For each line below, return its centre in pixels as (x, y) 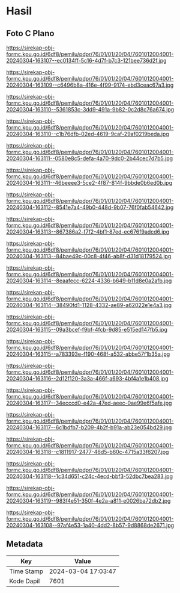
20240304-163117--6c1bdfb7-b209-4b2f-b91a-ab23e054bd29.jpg (89, 427)
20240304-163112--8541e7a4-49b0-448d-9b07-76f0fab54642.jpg (90, 207)
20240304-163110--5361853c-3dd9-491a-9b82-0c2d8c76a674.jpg (90, 109)
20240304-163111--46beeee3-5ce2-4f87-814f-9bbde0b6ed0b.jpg (89, 183)
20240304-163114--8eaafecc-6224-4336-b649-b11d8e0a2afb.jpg (89, 281)
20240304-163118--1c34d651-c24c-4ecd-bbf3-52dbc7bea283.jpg (89, 476)
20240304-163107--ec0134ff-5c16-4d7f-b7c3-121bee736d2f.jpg (86, 61)
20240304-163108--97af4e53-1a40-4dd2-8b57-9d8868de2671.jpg (90, 525)
